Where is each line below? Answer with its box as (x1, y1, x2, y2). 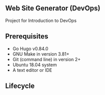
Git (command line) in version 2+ (12, 56, 81, 62)
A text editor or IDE (12, 67, 52, 73)
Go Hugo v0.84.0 (12, 45, 48, 52)
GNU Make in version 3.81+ (12, 51, 70, 57)
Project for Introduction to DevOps (5, 17, 77, 23)
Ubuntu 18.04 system (12, 62, 57, 68)
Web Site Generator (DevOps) (5, 4, 100, 13)
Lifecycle (5, 82, 35, 90)
